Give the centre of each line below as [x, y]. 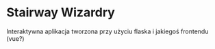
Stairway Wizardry [61, 13]
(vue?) [15, 38]
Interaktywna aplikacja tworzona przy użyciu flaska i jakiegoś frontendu [107, 31]
